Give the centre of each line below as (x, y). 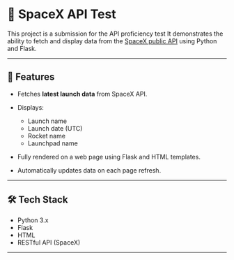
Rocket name (47, 136)
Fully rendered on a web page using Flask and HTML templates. (109, 157)
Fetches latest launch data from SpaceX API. (82, 94)
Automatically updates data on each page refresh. (89, 170)
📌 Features (31, 77)
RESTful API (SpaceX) (49, 242)
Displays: (30, 107)
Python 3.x (33, 220)
